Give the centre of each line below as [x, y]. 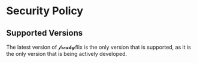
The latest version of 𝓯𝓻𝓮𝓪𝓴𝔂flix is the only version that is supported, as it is [99, 47]
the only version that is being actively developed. [67, 54]
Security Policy [45, 11]
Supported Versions [44, 33]
